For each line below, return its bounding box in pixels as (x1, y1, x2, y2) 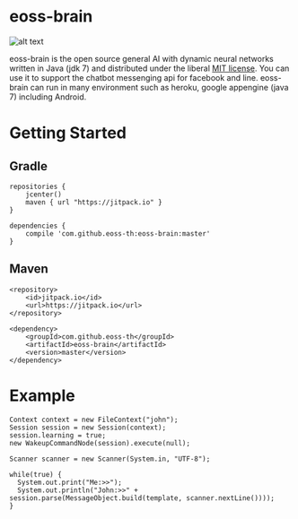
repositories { (9, 182, 66, 191)
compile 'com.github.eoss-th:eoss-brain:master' (25, 229, 211, 238)
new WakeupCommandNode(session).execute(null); (9, 438, 191, 447)
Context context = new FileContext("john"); (9, 415, 179, 424)
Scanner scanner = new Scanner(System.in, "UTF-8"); (9, 454, 211, 463)
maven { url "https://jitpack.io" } (25, 197, 163, 207)
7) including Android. (9, 91, 87, 102)
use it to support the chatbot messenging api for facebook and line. (9, 72, 259, 82)
